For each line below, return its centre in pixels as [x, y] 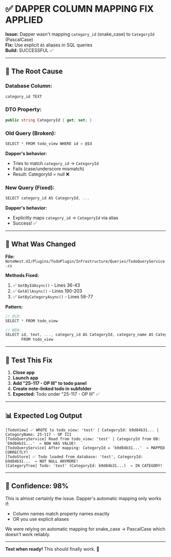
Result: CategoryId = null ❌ [41, 174]
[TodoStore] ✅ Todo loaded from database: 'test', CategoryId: [74, 457]
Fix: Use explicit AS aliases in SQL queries [49, 45]
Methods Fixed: [22, 275]
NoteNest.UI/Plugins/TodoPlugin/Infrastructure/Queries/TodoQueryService [85, 261]
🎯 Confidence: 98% [37, 486]
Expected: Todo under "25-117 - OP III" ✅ [56, 394]
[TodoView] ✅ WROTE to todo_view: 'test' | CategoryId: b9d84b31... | [82, 430]
